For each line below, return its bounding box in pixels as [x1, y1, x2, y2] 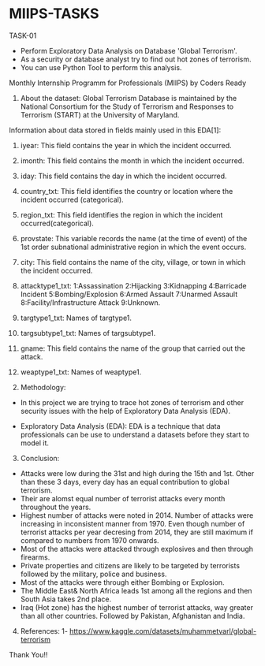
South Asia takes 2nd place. [20, 594, 112, 604]
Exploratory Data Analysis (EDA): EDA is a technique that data [20, 421, 221, 430]
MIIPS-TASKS [9, 5, 99, 23]
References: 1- [20, 626, 68, 635]
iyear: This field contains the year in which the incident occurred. [20, 140, 232, 150]
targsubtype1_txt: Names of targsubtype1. [20, 328, 156, 337]
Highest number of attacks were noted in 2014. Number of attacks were [20, 510, 254, 520]
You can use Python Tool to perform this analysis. [20, 62, 182, 72]
